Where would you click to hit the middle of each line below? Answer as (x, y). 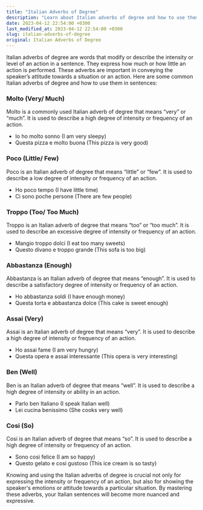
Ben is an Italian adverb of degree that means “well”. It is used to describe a (101, 385)
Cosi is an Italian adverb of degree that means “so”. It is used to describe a (99, 439)
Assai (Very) (25, 319)
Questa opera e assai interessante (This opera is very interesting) (96, 356)
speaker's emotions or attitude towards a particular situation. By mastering (99, 488)
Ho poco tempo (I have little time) (56, 190)
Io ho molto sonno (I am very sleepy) (61, 136)
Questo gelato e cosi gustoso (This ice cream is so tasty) (86, 463)
